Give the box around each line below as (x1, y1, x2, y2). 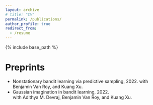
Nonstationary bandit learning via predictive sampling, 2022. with (12, 78, 148, 84)
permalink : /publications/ (5, 16, 62, 21)
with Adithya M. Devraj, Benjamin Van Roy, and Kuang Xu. (12, 94, 132, 100)
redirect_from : (5, 26, 37, 31)
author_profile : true (5, 21, 51, 26)
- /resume (10, 30, 30, 35)
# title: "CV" (5, 12, 35, 17)
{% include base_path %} (5, 44, 58, 50)
